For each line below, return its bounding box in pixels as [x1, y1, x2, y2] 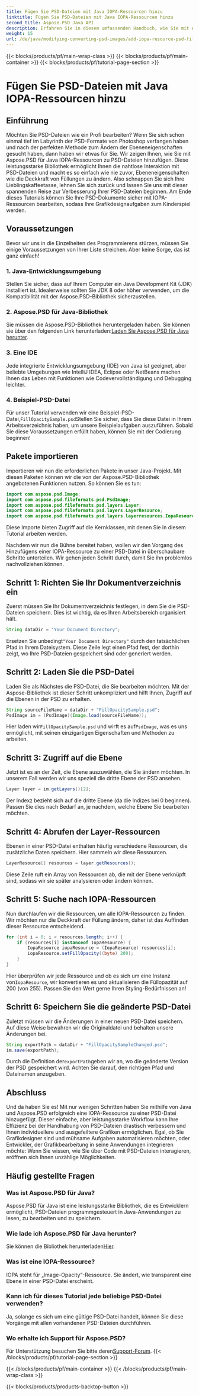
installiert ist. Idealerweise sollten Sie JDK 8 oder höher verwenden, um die [6, 287, 190, 294]
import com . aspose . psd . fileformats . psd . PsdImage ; [6, 497, 131, 503]
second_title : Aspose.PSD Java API [6, 20, 94, 25]
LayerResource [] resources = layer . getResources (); [6, 860, 136, 866]
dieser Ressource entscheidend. [6, 922, 85, 929]
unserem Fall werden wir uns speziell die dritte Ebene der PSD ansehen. [6, 775, 182, 782]
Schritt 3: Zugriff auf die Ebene [6, 752, 123, 763]
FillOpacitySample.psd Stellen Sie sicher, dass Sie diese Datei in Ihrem [20, 416, 191, 422]
